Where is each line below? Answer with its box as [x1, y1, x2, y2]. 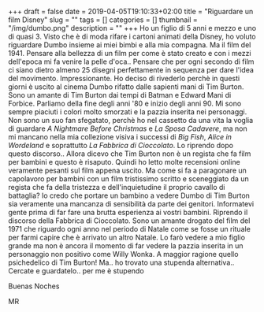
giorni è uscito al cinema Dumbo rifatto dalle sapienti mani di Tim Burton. [8, 82, 244, 91]
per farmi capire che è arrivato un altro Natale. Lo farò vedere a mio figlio [8, 232, 246, 242]
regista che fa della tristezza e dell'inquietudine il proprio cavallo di [8, 183, 225, 191]
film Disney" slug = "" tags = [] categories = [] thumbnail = [8, 15, 199, 24]
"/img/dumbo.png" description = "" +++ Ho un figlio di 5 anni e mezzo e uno [8, 24, 257, 32]
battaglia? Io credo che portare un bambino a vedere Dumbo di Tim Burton [8, 191, 251, 200]
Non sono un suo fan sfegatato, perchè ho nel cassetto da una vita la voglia [8, 116, 254, 124]
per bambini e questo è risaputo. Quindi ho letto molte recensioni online [8, 158, 240, 166]
